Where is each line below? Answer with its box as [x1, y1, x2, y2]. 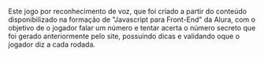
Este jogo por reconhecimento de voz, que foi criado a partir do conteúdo [8, 7, 247, 16]
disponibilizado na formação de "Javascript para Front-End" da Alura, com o [8, 15, 256, 24]
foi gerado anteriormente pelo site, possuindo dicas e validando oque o [8, 31, 240, 41]
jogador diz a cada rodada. [8, 40, 96, 49]
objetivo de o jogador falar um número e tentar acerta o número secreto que [8, 23, 256, 32]
